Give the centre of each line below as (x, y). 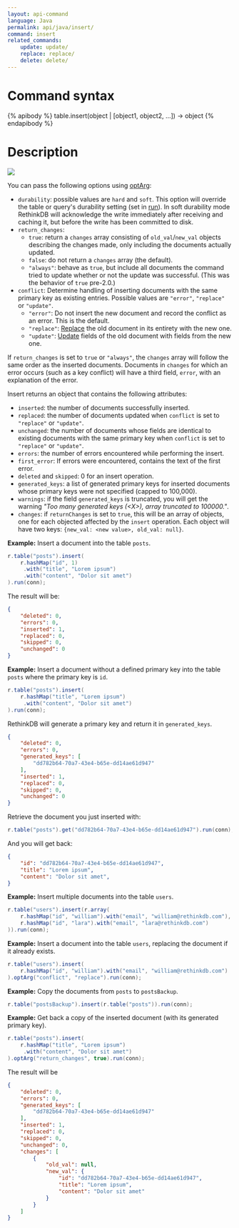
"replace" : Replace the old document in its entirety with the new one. (130, 328)
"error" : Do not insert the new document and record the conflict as (127, 313)
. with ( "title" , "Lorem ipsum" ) (70, 569)
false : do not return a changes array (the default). (101, 260)
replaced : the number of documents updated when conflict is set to (118, 415)
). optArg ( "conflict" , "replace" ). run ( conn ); (75, 977)
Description (43, 152)
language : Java (30, 21)
